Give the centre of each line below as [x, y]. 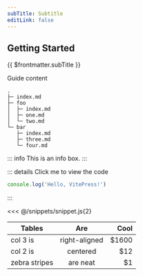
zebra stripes [32, 263]
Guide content [27, 78]
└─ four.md [32, 146]
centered [82, 252]
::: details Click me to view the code [58, 172]
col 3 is [22, 240]
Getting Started [41, 48]
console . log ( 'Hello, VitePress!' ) [57, 184]
